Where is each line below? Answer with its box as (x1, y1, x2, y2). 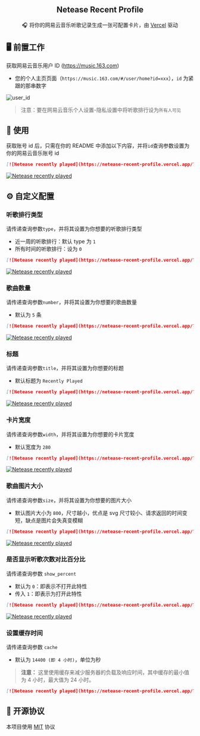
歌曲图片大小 (6, 482, 43, 490)
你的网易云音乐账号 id (6, 150, 60, 157)
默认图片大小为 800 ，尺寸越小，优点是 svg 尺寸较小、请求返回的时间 (14, 509, 183, 516)
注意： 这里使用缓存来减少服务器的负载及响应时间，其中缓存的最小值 (20, 669, 189, 676)
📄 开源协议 (6, 706, 45, 716)
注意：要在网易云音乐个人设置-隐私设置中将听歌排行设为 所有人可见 (20, 106, 182, 113)
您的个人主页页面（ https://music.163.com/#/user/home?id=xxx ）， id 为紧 (14, 74, 194, 82)
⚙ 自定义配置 (6, 191, 55, 201)
